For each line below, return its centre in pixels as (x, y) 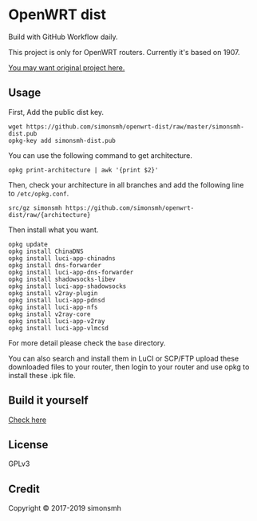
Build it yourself (49, 401)
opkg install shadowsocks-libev (62, 279)
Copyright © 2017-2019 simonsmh (65, 508)
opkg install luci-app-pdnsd (57, 300)
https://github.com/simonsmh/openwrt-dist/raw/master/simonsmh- (135, 126)
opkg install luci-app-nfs (53, 307)
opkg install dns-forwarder (55, 265)
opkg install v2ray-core (49, 314)
